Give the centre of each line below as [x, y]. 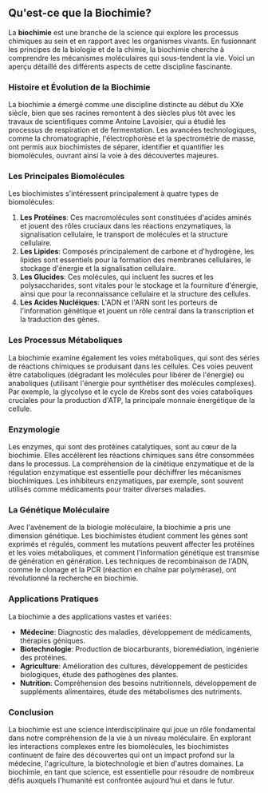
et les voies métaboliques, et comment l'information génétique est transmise [134, 553]
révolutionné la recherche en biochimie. [73, 578]
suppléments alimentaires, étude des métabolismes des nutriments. [131, 691]
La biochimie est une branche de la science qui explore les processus [124, 32]
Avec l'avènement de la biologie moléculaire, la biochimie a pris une [120, 528]
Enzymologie [34, 429]
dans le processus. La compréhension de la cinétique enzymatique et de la [131, 464]
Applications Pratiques [54, 599]
